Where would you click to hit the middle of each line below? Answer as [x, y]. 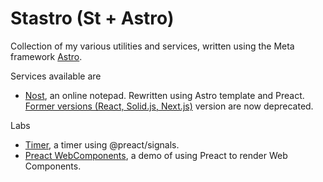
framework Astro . [46, 56]
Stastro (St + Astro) [92, 18]
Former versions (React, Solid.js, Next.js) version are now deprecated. [169, 106]
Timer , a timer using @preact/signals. [102, 144]
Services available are [56, 76]
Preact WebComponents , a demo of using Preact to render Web [156, 155]
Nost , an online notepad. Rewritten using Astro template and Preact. [164, 95]
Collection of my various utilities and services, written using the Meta [152, 46]
